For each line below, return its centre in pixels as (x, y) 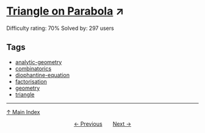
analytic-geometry (38, 62)
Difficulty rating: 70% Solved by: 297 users (60, 28)
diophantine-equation (42, 75)
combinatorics (33, 68)
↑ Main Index (23, 112)
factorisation (31, 81)
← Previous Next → (103, 124)
